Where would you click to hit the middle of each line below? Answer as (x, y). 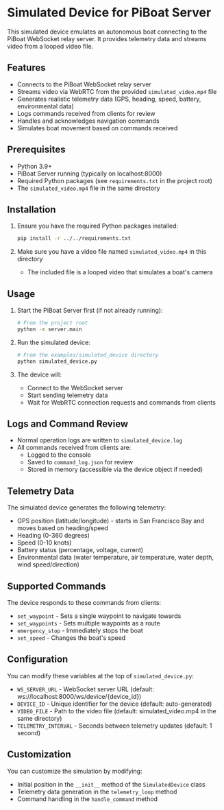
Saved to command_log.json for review (80, 462)
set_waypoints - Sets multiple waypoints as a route (88, 623)
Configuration (38, 659)
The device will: (39, 374)
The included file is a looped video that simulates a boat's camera (120, 272)
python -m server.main (49, 329)
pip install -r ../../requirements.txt (74, 239)
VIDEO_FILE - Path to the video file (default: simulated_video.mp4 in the (117, 711)
